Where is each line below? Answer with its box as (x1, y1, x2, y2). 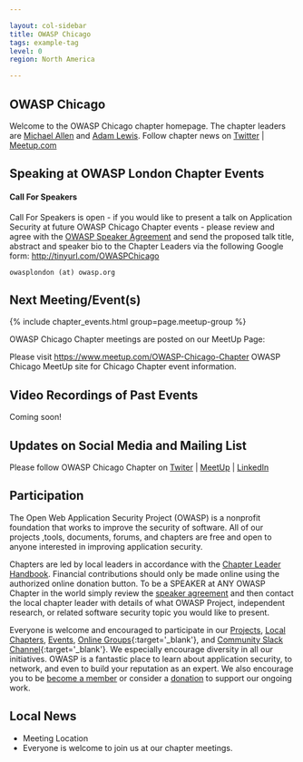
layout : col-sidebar (9, 21, 88, 30)
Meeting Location (22, 732, 89, 744)
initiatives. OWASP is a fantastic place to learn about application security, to (9, 653, 293, 664)
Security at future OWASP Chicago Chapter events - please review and (9, 221, 275, 232)
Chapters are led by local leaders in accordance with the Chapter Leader (9, 559, 281, 570)
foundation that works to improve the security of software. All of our (9, 522, 264, 532)
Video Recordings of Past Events (9, 387, 199, 403)
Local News (9, 708, 77, 724)
